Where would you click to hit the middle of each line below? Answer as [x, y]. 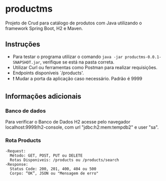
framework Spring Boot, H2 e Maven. [44, 28]
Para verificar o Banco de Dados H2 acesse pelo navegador [68, 122]
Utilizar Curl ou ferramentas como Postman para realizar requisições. [85, 67]
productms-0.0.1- [143, 57]
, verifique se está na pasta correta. [77, 62]
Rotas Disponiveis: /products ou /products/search [64, 160]
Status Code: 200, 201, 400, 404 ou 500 [53, 169]
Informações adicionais [43, 96]
